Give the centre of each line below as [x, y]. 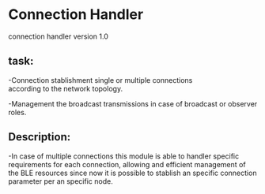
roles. [17, 112]
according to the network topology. [66, 88]
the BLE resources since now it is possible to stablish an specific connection [132, 173]
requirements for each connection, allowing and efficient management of [127, 164]
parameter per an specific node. [61, 181]
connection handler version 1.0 [59, 36]
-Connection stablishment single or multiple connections [100, 80]
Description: [40, 137]
